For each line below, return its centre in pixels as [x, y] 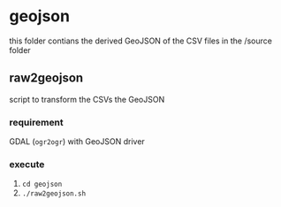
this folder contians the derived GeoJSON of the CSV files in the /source [140, 41]
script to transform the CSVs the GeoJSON [87, 99]
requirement [36, 122]
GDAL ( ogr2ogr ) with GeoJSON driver [77, 142]
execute [27, 164]
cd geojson [42, 184]
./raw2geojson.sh [54, 194]
